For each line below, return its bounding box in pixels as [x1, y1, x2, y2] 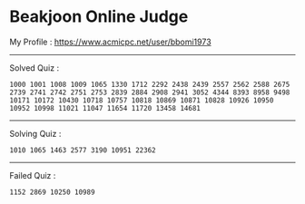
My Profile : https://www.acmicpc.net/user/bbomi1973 [9, 36, 212, 47]
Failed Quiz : [9, 170, 56, 180]
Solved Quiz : [9, 62, 60, 73]
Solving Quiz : [9, 128, 62, 139]
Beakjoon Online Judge [9, 6, 189, 27]
